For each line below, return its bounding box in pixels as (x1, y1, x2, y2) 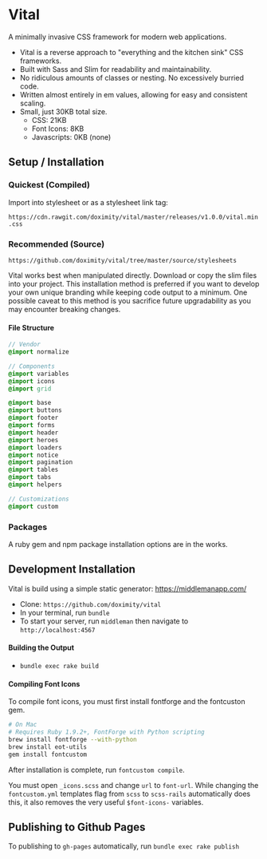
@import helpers (8, 481, 62, 489)
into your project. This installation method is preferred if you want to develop (8, 279, 260, 288)
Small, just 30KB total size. (19, 106, 108, 117)
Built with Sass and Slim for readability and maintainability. (19, 64, 212, 73)
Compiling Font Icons (8, 679, 80, 688)
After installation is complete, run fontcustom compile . (8, 765, 185, 774)
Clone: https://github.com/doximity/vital (19, 599, 162, 608)
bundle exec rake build (19, 662, 100, 670)
